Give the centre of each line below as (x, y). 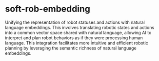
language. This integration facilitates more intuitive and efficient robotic (77, 43)
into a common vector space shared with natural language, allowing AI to (78, 32)
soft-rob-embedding (48, 9)
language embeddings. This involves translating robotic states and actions (80, 27)
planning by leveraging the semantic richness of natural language (71, 48)
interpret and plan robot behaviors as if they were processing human (74, 38)
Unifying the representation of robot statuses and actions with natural (75, 22)
